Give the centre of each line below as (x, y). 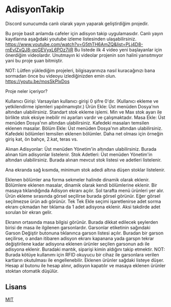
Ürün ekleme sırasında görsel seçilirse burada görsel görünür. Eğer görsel (83, 196)
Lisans (16, 287)
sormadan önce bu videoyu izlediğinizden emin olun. (61, 76)
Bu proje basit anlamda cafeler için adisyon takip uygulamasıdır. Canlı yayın (84, 33)
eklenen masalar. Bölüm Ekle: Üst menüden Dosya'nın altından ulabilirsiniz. (84, 128)
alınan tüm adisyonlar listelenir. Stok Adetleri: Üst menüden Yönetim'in (79, 154)
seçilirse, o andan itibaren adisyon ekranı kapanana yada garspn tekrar (80, 238)
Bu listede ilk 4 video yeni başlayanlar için (118, 50)
